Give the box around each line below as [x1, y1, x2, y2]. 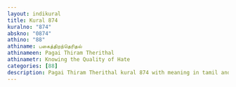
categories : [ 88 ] [7, 62, 58, 69]
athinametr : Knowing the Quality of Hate [7, 56, 131, 63]
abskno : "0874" [7, 29, 52, 37]
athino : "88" [7, 36, 46, 43]
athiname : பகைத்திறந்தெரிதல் [7, 43, 82, 50]
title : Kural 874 [7, 17, 58, 24]
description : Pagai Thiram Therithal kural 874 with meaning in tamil [7, 69, 218, 76]
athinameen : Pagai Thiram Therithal [7, 50, 114, 57]
